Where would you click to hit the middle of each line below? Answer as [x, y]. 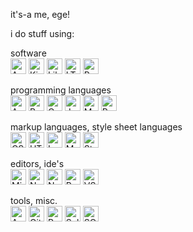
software [28, 53]
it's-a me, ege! [40, 14]
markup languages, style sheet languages [96, 127]
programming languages [61, 90]
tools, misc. [34, 200]
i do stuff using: [42, 33]
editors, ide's [37, 163]
